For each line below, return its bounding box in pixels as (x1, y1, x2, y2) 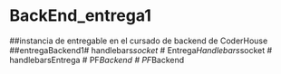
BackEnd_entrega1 (9, 5, 152, 26)
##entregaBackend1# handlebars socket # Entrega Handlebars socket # (9, 44, 273, 55)
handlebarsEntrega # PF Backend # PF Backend (9, 54, 185, 65)
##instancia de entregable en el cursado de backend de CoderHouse (9, 35, 268, 46)
